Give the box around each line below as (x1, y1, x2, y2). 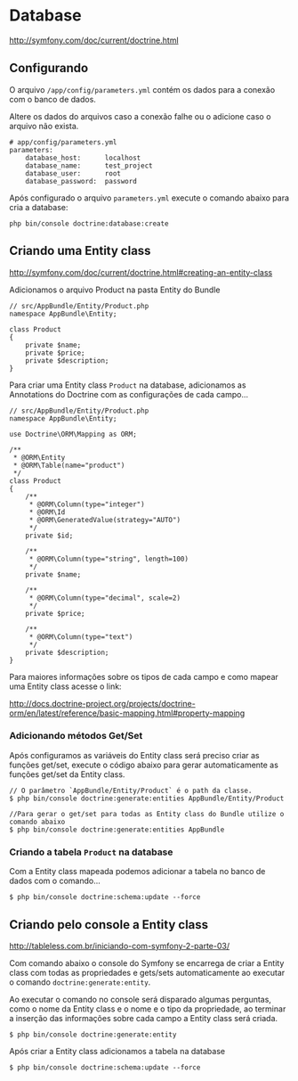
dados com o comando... (9, 875, 101, 887)
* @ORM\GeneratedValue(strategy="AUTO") (28, 515, 181, 524)
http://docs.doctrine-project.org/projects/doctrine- (9, 698, 196, 708)
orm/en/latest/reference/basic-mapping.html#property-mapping (9, 708, 246, 718)
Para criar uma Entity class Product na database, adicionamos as (9, 380, 246, 390)
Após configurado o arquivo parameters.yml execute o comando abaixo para (9, 192, 290, 203)
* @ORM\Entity (12, 453, 66, 462)
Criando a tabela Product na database (9, 846, 173, 858)
